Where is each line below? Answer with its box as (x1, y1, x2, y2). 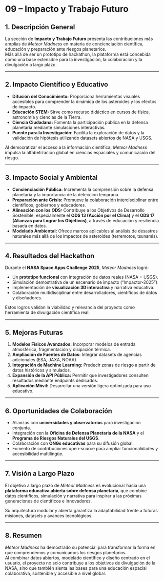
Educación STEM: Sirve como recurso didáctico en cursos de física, (12, 109, 150, 115)
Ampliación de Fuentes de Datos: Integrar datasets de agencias (12, 352, 142, 357)
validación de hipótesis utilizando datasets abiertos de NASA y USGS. (12, 135, 153, 141)
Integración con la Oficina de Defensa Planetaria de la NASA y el (12, 430, 144, 436)
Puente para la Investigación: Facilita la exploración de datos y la (12, 129, 145, 135)
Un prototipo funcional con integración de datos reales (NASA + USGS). (12, 274, 159, 280)
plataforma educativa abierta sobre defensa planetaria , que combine (5, 487, 147, 494)
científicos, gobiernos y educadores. (12, 202, 86, 208)
